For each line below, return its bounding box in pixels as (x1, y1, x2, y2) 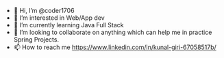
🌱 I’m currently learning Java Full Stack (13, 21, 125, 29)
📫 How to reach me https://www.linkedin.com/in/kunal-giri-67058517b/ (13, 43, 217, 51)
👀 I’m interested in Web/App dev (13, 14, 105, 22)
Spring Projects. (13, 35, 60, 44)
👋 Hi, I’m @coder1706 (13, 7, 75, 14)
